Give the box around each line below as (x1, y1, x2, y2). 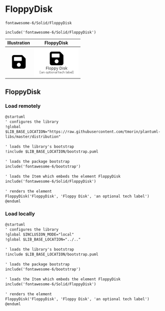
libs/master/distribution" (5, 134, 61, 139)
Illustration (7, 40, 31, 46)
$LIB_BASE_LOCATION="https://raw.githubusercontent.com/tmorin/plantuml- (5, 129, 161, 134)
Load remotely (5, 102, 41, 109)
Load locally (5, 210, 35, 217)
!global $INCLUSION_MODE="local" (5, 232, 74, 237)
